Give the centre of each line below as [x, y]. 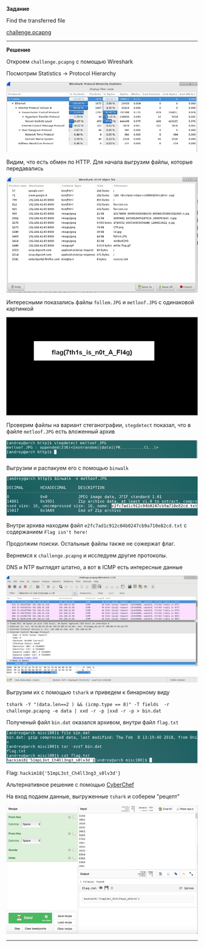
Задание [18, 9]
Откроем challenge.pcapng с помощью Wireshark [70, 61]
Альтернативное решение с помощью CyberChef [70, 785]
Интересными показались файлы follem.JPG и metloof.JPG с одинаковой [100, 302]
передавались [25, 168]
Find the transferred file [36, 20]
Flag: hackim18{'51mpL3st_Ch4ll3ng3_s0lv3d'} [63, 772]
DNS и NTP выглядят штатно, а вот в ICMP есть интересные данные [95, 567]
